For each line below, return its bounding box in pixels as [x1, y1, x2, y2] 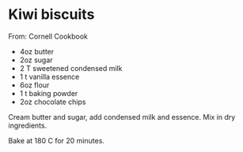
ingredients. [8, 120, 47, 130]
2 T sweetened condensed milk [19, 63, 123, 72]
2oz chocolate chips [19, 97, 86, 106]
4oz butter [19, 46, 55, 56]
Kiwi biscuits [8, 6, 95, 24]
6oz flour [19, 80, 50, 90]
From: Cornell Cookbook [8, 32, 89, 41]
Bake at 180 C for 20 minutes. [8, 135, 105, 145]
